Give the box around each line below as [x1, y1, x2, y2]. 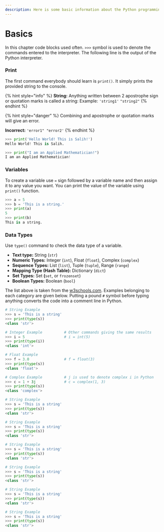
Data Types [5, 231, 33, 238]
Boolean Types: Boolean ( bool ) [12, 278, 76, 284]
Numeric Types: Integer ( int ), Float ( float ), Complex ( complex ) [12, 257, 140, 263]
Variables [5, 166, 28, 173]
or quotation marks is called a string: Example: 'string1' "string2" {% [5, 98, 147, 104]
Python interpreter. [5, 55, 43, 61]
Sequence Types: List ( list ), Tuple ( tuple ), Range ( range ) [12, 263, 129, 268]
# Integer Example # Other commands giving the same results [5, 330, 152, 335]
